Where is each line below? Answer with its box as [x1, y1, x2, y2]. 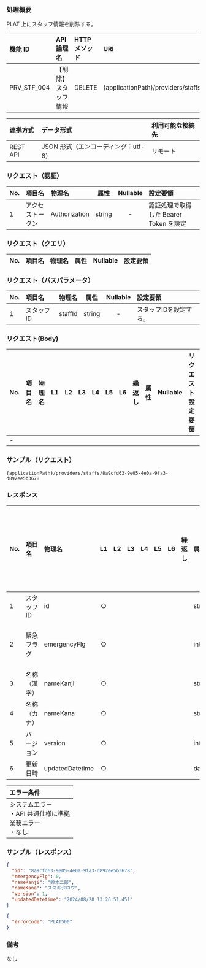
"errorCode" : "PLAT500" [12, 919, 72, 925]
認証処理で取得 [148, 201, 192, 209]
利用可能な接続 [151, 121, 195, 130]
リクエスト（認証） [6, 172, 63, 180]
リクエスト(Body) [6, 334, 59, 343]
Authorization [50, 210, 90, 218]
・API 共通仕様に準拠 [9, 810, 71, 818]
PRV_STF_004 [9, 83, 50, 92]
